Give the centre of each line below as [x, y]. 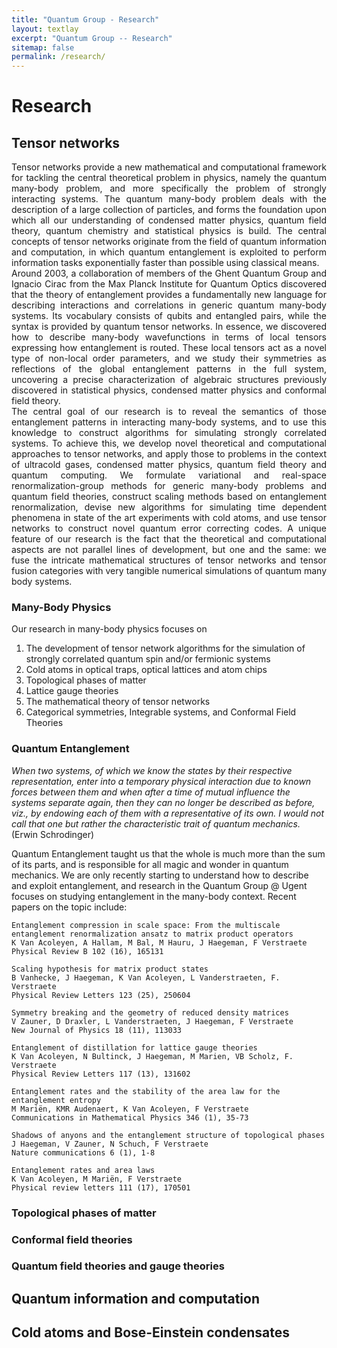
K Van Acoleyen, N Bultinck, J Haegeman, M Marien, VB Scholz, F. [152, 1056]
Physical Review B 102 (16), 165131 [87, 951]
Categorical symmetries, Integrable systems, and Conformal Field [161, 712]
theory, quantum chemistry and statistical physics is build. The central [169, 231]
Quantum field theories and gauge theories [118, 1266]
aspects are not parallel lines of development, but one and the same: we [169, 550]
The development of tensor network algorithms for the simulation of [165, 648]
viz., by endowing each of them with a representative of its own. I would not [168, 813]
